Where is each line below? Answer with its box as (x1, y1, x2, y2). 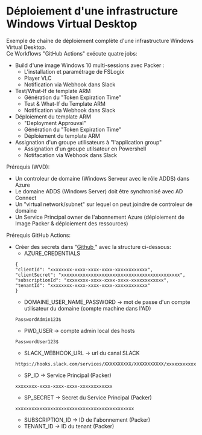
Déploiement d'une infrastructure (6, 4, 178, 18)
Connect (14, 194, 37, 201)
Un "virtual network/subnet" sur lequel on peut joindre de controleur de (14, 201, 193, 208)
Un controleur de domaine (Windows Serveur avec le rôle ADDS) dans (14, 175, 190, 182)
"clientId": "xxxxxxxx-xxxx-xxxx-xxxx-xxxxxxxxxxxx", (14, 266, 153, 272)
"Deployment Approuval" (24, 119, 86, 126)
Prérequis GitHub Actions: (6, 231, 71, 239)
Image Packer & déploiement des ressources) (14, 219, 128, 227)
